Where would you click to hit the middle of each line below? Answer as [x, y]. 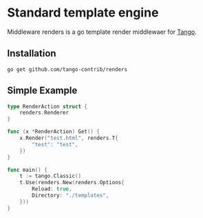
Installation [32, 53]
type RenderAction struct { [47, 106]
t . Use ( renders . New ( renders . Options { [72, 183]
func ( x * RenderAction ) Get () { [53, 132]
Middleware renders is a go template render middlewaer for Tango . [102, 32]
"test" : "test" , [55, 144]
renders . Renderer [44, 113]
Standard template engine [83, 13]
